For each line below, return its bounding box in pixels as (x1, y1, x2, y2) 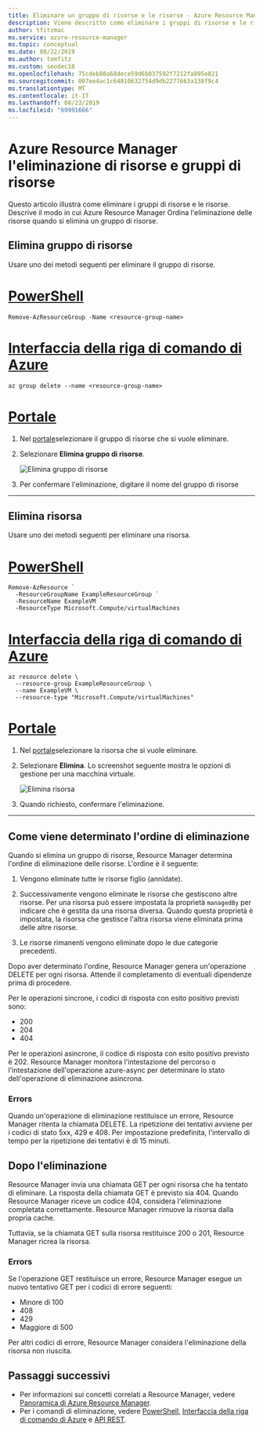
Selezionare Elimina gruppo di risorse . (19, 449, 145, 458)
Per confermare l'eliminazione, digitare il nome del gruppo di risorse (19, 480, 239, 489)
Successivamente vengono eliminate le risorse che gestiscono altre (19, 889, 238, 899)
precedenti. (19, 947, 57, 955)
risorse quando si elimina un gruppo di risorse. (8, 216, 159, 225)
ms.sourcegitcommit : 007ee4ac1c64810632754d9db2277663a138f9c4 (8, 77, 219, 85)
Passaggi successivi (8, 1369, 111, 1382)
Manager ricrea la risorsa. (8, 1237, 92, 1247)
